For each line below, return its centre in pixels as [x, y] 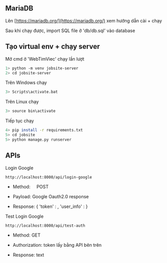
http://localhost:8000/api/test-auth [45, 226]
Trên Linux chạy [22, 102]
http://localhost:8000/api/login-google [49, 177]
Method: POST [31, 187]
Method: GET [26, 235]
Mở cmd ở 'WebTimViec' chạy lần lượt [45, 59]
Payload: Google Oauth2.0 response [51, 196]
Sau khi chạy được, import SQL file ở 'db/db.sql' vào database [70, 31]
